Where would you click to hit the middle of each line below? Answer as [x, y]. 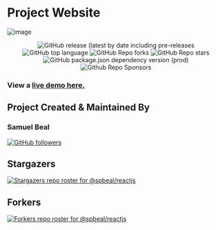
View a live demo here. [46, 85]
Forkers [24, 202]
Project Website [54, 13]
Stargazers [31, 164]
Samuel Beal [29, 127]
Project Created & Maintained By [79, 107]
